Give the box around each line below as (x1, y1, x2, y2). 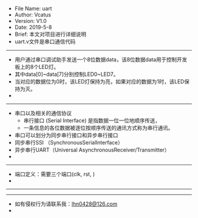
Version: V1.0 (14, 18, 47, 24)
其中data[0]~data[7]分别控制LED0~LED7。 (14, 71, 119, 78)
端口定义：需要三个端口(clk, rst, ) (14, 170, 95, 177)
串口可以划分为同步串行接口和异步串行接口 (14, 132, 118, 139)
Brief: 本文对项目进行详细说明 (14, 31, 87, 38)
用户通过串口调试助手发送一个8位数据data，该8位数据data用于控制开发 (14, 56, 187, 63)
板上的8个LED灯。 (14, 63, 59, 70)
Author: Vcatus (14, 11, 51, 18)
